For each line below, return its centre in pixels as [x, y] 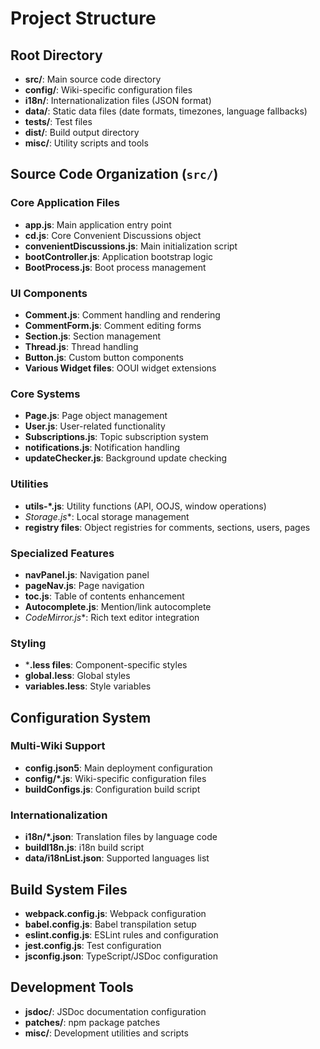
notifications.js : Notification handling [102, 448]
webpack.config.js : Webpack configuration [115, 913]
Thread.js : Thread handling [81, 346]
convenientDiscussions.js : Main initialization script [131, 246]
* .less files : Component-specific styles [106, 665]
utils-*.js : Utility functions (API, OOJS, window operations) [145, 506]
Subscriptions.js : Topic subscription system [116, 437]
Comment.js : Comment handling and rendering [122, 314]
